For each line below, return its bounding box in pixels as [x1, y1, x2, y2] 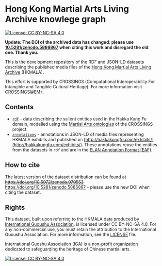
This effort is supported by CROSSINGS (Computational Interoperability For [5, 79, 155, 84]
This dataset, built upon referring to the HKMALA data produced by [5, 216, 140, 222]
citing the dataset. [5, 189, 41, 195]
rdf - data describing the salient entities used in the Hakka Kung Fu [12, 116, 147, 122]
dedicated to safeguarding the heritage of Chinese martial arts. [5, 246, 131, 252]
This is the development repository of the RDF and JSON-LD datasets [5, 59, 144, 65]
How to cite [5, 161, 40, 169]
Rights [5, 203, 25, 212]
